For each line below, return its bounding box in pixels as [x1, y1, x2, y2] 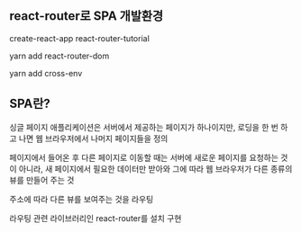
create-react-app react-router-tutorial [9, 32, 150, 43]
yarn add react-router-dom [9, 50, 110, 61]
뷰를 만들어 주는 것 [9, 174, 75, 185]
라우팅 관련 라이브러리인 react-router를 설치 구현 [9, 212, 182, 223]
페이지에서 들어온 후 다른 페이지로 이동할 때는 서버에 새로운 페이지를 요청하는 [9, 152, 279, 163]
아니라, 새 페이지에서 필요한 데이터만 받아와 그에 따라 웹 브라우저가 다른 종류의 [18, 163, 293, 174]
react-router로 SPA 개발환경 [9, 8, 164, 24]
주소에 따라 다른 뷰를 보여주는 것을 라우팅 [9, 193, 154, 204]
